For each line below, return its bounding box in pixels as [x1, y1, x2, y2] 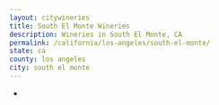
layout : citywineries [9, 13, 91, 22]
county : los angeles [9, 55, 87, 64]
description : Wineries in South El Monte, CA [9, 30, 182, 39]
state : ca [9, 47, 47, 56]
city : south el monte [9, 64, 91, 73]
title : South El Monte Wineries [9, 22, 130, 31]
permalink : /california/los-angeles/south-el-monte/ [9, 38, 211, 48]
